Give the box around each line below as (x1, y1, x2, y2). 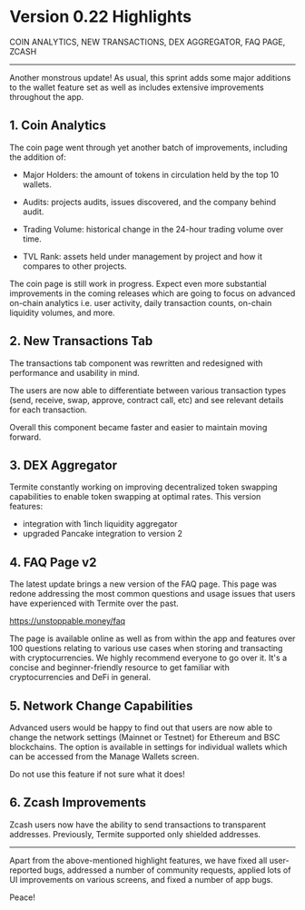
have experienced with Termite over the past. (9, 598, 179, 609)
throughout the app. (9, 91, 84, 102)
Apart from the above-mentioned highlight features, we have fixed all (9, 855, 268, 865)
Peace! (9, 892, 36, 903)
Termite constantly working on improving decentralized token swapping (9, 481, 279, 492)
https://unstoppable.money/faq (9, 616, 125, 627)
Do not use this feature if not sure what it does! (9, 769, 185, 779)
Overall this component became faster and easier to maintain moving (9, 421, 268, 432)
